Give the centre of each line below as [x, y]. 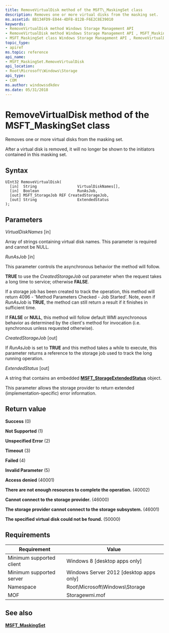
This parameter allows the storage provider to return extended [70, 388]
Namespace [22, 587]
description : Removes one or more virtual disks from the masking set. [82, 15]
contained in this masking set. [36, 155]
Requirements [28, 535]
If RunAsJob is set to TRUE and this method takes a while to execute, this [81, 348]
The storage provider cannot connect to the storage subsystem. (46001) [82, 509]
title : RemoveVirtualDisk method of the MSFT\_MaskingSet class [74, 10]
